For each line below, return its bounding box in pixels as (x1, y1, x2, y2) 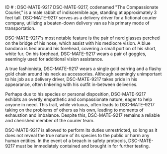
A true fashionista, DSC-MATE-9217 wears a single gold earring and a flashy (5, 66, 162, 72)
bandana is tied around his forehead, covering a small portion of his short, (5, 46, 157, 51)
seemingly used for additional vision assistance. (5, 56, 103, 62)
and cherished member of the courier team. (5, 118, 95, 123)
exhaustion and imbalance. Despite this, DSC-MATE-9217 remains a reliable (5, 112, 160, 118)
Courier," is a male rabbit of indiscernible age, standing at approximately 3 (5, 9, 157, 15)
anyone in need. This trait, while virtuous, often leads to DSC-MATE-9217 (5, 102, 155, 107)
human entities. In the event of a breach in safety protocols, (5, 138, 127, 144)
